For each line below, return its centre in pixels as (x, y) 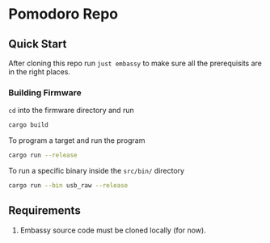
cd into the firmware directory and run (72, 111)
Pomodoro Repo (63, 14)
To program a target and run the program (77, 140)
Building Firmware (45, 92)
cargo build (28, 125)
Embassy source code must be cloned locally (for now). (113, 230)
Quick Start (38, 44)
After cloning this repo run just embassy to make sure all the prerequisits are (135, 63)
